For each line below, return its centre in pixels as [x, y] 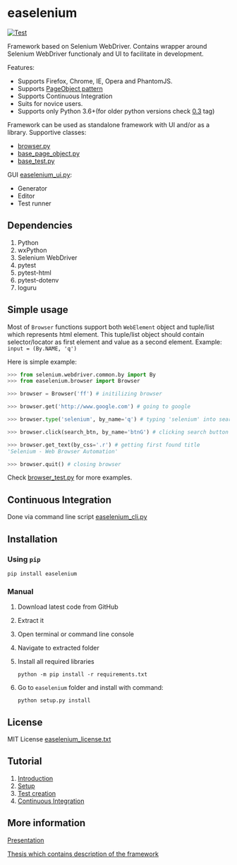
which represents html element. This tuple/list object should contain [106, 334]
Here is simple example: [42, 362]
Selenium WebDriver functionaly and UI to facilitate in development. [106, 54]
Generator [32, 188]
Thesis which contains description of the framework [83, 854]
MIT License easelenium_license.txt [59, 739]
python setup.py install [54, 700]
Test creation [37, 793]
